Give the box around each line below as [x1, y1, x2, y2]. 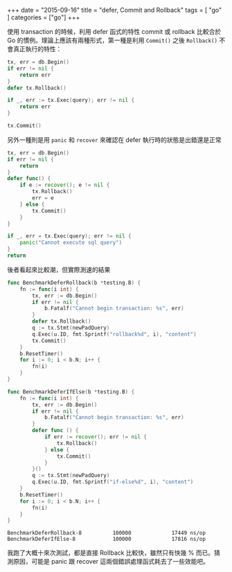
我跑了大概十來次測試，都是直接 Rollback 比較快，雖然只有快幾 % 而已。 [7, 548, 215, 557]
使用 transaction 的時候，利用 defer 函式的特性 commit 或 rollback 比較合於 [7, 28, 222, 35]
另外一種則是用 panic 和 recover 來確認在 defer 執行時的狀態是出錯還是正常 [7, 135, 222, 144]
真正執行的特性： [12, 45, 62, 53]
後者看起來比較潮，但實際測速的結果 [7, 265, 111, 274]
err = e [32, 195, 54, 202]
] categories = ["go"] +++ [7, 13, 80, 21]
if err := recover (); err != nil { [44, 434, 148, 440]
